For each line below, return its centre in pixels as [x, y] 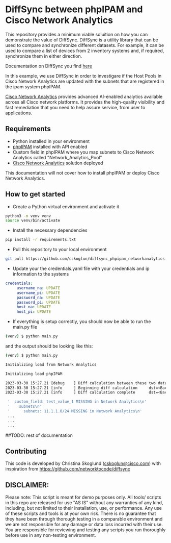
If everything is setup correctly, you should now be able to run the [82, 322]
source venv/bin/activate [33, 220]
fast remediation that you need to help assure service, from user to [75, 107]
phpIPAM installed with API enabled [50, 146]
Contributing [26, 451]
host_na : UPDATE [34, 307]
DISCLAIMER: [27, 485]
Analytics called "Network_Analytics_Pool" [58, 157]
